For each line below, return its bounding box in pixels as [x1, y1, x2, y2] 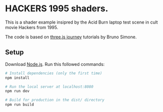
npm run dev [5, 89, 30, 94]
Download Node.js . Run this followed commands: [5, 61, 105, 67]
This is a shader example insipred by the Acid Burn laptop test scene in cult [5, 19, 158, 25]
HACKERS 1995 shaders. [5, 3, 108, 14]
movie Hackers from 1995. [5, 24, 58, 30]
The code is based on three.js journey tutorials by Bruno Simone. [5, 34, 137, 40]
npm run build [5, 102, 34, 107]
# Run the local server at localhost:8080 [5, 84, 94, 89]
